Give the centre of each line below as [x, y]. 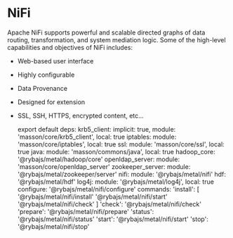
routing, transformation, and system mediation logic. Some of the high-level [116, 39]
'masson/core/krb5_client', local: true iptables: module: [97, 137]
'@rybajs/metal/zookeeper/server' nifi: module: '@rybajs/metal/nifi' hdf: [122, 174]
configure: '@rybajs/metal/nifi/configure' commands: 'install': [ [108, 189]
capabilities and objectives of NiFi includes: [70, 47]
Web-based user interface [55, 61]
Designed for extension [51, 102]
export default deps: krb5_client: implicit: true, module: [96, 129]
